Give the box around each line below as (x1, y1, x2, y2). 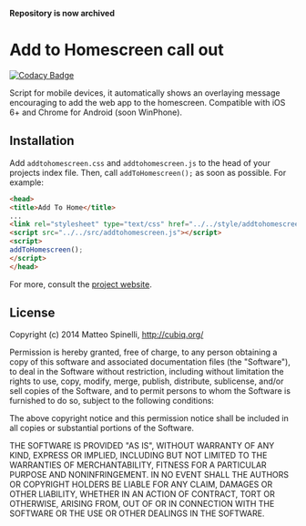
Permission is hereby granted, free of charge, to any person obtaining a (9, 346, 278, 358)
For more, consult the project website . (9, 278, 152, 290)
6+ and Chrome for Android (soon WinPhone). (9, 107, 183, 118)
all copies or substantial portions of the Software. (9, 423, 194, 434)
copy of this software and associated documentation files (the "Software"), (9, 356, 291, 367)
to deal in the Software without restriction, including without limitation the (9, 366, 284, 377)
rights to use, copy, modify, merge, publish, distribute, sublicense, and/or (9, 376, 284, 387)
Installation (9, 133, 75, 149)
